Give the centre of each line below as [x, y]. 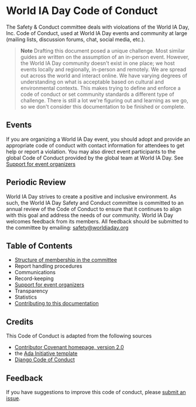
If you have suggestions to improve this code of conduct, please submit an [96, 392]
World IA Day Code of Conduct [82, 11]
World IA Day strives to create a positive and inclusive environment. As [91, 196]
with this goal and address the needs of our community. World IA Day [90, 215]
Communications [35, 273]
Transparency [31, 291]
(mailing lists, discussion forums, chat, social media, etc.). [75, 39]
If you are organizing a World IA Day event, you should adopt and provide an [98, 139]
